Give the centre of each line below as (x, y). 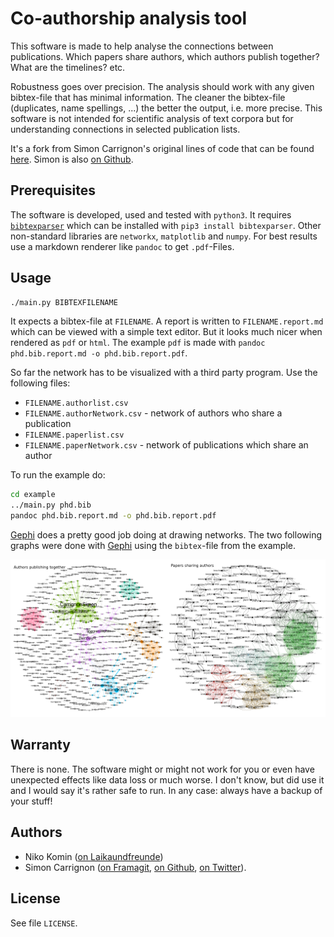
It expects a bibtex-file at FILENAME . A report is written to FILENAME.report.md (167, 321)
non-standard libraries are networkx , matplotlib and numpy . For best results (164, 236)
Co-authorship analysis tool (129, 18)
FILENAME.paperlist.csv (74, 435)
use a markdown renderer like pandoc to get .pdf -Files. (122, 246)
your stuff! (31, 801)
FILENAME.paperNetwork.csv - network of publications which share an (166, 445)
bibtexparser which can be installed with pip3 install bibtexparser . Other (166, 225)
